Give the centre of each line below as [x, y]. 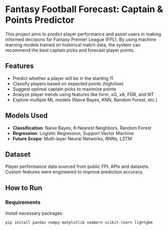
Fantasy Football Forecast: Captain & [84, 9]
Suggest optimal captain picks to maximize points [64, 89]
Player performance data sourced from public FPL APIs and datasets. [77, 167]
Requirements [23, 202]
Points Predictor [40, 20]
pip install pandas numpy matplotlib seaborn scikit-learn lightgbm [79, 223]
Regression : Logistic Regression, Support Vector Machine [73, 133]
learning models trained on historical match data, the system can [73, 44]
